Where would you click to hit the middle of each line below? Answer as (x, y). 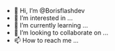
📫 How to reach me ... (46, 40)
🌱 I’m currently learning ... (51, 25)
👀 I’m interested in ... (43, 18)
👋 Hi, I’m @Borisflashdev (49, 11)
